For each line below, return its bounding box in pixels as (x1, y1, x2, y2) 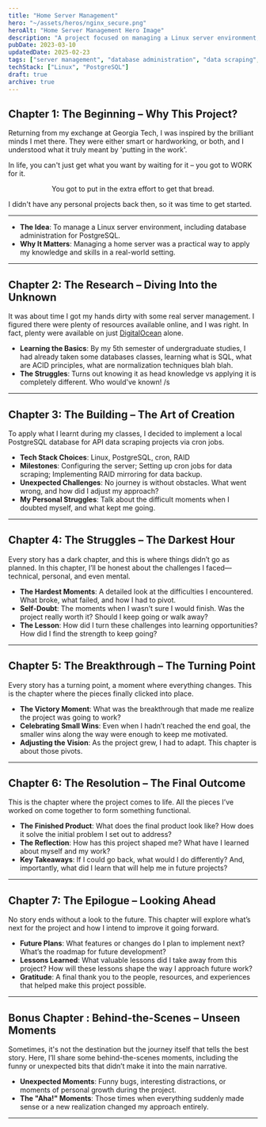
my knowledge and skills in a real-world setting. (19, 247, 176, 258)
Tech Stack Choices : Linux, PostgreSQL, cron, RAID (19, 453, 190, 462)
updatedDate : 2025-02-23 (8, 48, 90, 56)
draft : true (8, 71, 47, 78)
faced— (205, 563, 232, 572)
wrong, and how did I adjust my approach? (19, 486, 159, 495)
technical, (8, 571, 40, 581)
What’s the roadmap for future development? (19, 947, 166, 957)
